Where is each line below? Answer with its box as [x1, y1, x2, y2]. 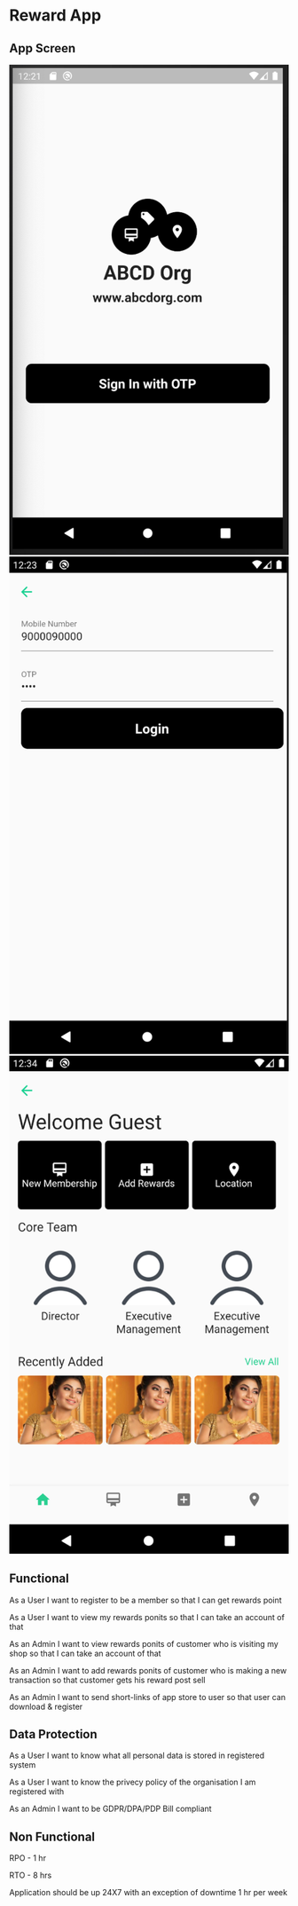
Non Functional [9, 1829, 96, 1844]
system [9, 1760, 36, 1770]
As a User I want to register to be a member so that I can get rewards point [9, 1595, 282, 1605]
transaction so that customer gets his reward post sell [9, 1674, 206, 1685]
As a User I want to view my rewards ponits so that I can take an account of [9, 1611, 286, 1622]
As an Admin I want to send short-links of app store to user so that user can [9, 1691, 286, 1702]
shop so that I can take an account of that [9, 1648, 161, 1658]
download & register [9, 1701, 83, 1712]
